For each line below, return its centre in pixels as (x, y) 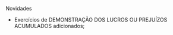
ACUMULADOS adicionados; (49, 26)
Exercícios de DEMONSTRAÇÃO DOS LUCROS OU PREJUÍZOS (91, 20)
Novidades (19, 8)
